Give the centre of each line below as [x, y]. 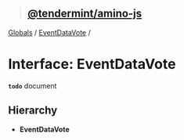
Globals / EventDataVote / [50, 32]
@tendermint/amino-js [85, 14]
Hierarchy [33, 111]
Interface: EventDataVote [92, 64]
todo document [32, 85]
